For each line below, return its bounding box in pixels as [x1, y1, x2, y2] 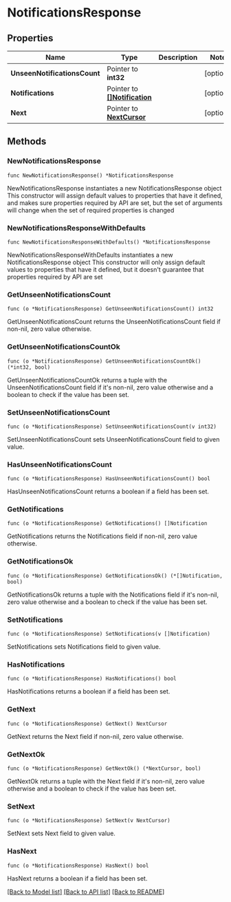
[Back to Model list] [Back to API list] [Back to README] [7, 888, 165, 896]
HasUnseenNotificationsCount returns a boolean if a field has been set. [7, 487, 210, 496]
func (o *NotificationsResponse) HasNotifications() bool [7, 676, 177, 683]
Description [158, 53, 198, 62]
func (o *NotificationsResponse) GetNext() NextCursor [7, 720, 168, 727]
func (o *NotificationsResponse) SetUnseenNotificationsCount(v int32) [7, 423, 217, 430]
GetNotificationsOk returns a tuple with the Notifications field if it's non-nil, [7, 590, 219, 599]
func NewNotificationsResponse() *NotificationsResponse [7, 172, 174, 179]
